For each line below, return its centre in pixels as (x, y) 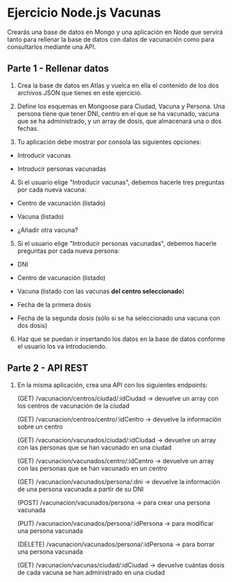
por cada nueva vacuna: (52, 190)
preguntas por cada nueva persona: (68, 251)
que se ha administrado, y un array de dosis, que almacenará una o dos (119, 121)
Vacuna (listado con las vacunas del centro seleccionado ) (101, 291)
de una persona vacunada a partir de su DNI (80, 489)
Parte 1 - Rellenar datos (58, 68)
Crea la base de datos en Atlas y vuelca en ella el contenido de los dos (118, 85)
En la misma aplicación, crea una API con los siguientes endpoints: (112, 385)
